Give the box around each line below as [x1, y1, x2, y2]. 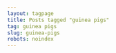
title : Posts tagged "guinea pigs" [7, 17, 110, 23]
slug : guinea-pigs [7, 29, 60, 36]
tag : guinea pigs [7, 23, 57, 30]
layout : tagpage [7, 10, 54, 17]
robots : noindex [7, 36, 54, 43]
